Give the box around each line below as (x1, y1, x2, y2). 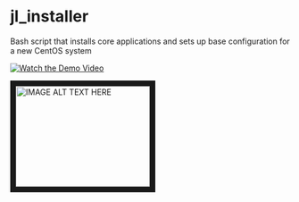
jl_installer (10, 6, 89, 27)
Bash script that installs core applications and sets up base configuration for (10, 36, 291, 46)
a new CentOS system (10, 45, 92, 55)
